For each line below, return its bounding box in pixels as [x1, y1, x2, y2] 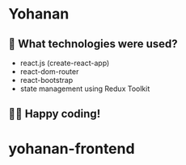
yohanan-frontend [8, 139, 135, 158]
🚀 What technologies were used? [8, 37, 178, 51]
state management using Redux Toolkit [19, 84, 150, 93]
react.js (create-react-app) [19, 58, 110, 68]
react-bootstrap [19, 76, 74, 85]
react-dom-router [19, 67, 79, 76]
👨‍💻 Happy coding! [8, 107, 101, 121]
